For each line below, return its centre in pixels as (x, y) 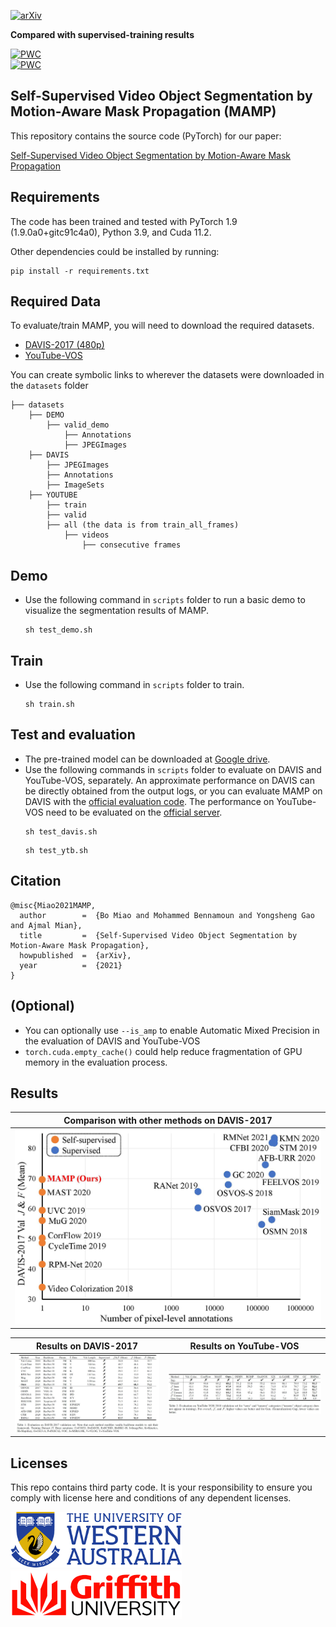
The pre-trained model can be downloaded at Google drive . (147, 759)
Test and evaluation (73, 735)
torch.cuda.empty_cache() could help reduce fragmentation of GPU (163, 1051)
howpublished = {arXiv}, (75, 955)
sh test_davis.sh (61, 831)
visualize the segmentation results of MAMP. (117, 611)
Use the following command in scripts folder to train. (134, 685)
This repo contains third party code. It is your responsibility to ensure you (161, 1487)
